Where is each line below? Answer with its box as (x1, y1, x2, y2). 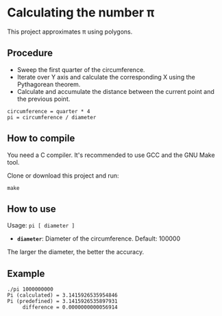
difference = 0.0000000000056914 (22, 304, 118, 311)
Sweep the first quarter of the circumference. (16, 65, 145, 73)
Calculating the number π (7, 5, 155, 21)
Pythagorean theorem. (16, 80, 81, 88)
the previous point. (16, 95, 71, 103)
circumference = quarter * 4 (7, 108, 90, 114)
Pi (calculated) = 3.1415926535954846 (7, 292, 118, 299)
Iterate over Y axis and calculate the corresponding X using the (16, 73, 195, 81)
